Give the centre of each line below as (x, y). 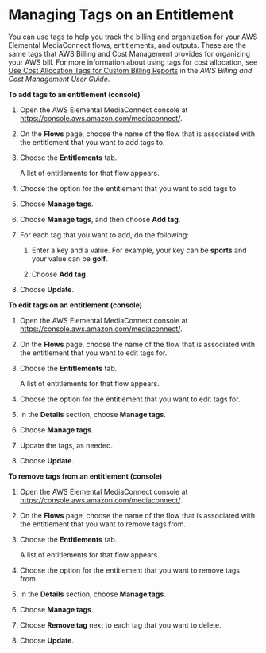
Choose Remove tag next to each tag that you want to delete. (120, 625)
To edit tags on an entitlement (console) (75, 305)
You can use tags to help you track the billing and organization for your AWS (133, 37)
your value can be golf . (70, 258)
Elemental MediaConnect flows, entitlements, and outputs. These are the (127, 45)
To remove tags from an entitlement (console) (85, 476)
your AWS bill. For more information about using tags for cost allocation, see (133, 62)
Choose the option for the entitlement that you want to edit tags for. (130, 399)
